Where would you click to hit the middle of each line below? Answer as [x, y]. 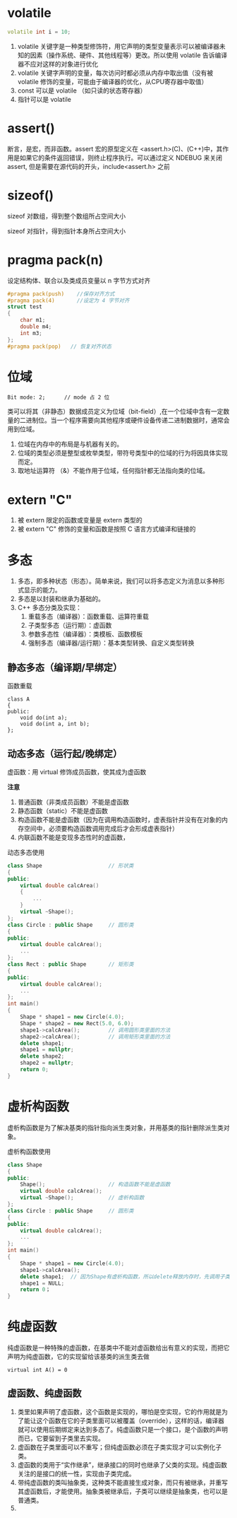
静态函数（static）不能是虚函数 [62, 810]
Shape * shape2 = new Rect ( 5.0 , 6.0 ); [77, 1023]
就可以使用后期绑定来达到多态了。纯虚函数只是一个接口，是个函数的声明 [122, 1429]
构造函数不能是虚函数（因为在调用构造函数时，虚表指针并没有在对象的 [120, 819]
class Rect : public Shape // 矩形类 [71, 964]
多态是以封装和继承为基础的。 [61, 599]
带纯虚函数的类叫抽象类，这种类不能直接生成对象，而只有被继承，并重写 [122, 1482]
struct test [25, 307]
